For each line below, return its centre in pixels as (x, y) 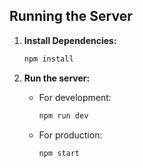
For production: (70, 135)
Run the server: (57, 78)
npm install (48, 59)
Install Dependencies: (70, 40)
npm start (59, 153)
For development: (75, 97)
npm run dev (63, 115)
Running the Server (71, 16)
